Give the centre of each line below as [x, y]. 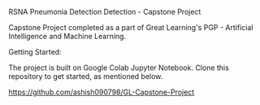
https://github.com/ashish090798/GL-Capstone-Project [102, 92]
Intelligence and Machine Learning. [67, 36]
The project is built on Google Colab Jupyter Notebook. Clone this [119, 68]
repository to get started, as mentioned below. [86, 76]
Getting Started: [35, 52]
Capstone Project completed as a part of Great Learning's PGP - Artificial [131, 27]
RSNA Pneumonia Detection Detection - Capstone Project [105, 12]
